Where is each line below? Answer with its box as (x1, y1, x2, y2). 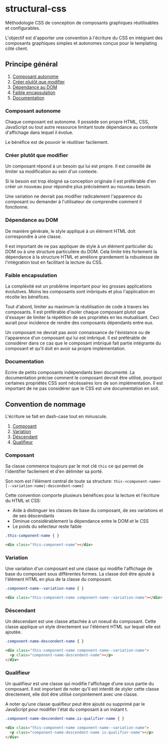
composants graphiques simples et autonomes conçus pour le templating (5, 40, 157, 46)
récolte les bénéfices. (5, 294, 50, 300)
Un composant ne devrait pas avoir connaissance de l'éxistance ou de (5, 329, 150, 335)
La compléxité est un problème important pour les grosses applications (5, 283, 152, 289)
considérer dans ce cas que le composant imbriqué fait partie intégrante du (5, 340, 161, 346)
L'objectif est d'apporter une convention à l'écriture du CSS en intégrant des (5, 35, 163, 41)
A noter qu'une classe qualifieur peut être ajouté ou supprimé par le (5, 701, 145, 707)
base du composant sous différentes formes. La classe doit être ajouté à (5, 571, 155, 577)
